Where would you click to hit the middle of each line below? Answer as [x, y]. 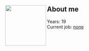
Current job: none [65, 27]
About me [63, 9]
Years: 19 [56, 21]
